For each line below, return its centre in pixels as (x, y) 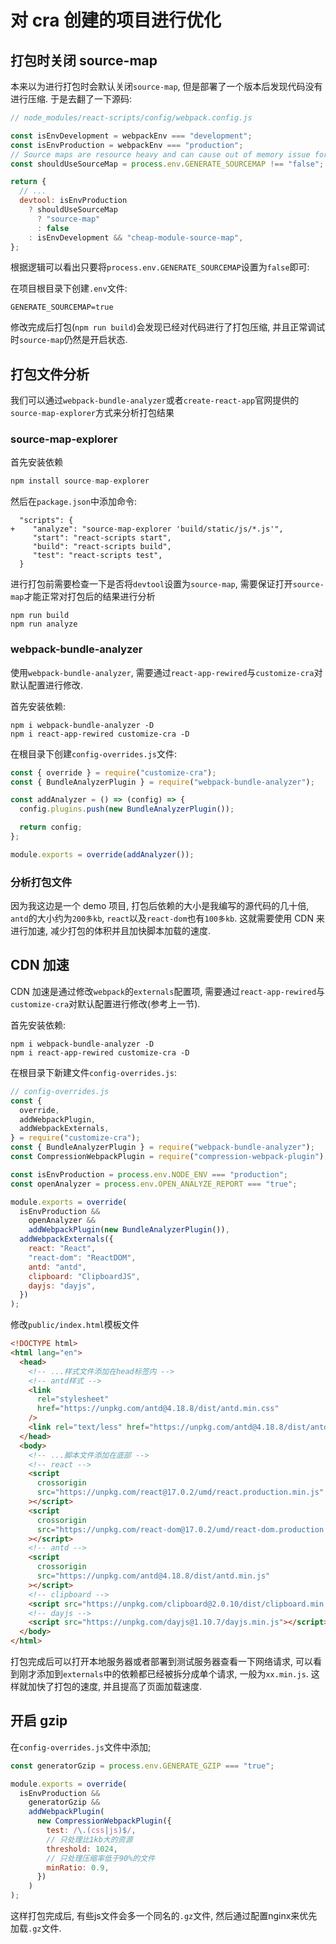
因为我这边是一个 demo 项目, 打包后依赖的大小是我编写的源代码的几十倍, (160, 906)
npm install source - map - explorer (80, 481)
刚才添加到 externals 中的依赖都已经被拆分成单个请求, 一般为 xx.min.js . (163, 1674)
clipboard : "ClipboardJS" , (84, 1276)
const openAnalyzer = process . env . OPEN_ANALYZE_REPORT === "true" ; (154, 1184)
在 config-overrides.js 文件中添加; (81, 1747)
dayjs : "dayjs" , (62, 1286)
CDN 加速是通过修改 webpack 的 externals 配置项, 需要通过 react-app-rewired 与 (168, 991)
